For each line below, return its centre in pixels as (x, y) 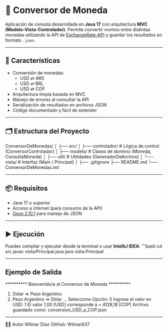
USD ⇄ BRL (32, 83)
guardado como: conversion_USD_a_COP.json (59, 310)
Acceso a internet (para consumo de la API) (57, 208)
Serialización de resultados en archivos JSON (59, 104)
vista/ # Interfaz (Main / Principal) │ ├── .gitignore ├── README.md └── (81, 162)
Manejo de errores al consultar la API (50, 99)
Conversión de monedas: (38, 73)
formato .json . (20, 40)
